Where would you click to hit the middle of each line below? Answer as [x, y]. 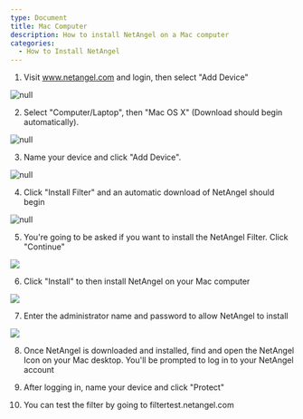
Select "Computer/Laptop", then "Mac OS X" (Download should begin [153, 112]
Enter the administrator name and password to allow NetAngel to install [156, 316]
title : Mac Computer [49, 26]
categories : [33, 43]
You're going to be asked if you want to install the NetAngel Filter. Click [156, 238]
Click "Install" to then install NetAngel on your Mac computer [137, 281]
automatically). [51, 122]
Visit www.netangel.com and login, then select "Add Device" [136, 77]
